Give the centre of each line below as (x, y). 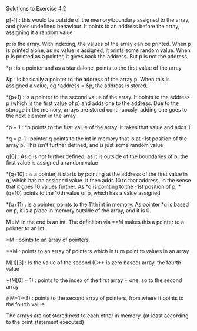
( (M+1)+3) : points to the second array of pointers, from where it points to (95, 298)
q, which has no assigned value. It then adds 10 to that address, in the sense (98, 180)
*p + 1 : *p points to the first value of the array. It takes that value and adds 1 (98, 127)
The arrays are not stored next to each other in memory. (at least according (97, 316)
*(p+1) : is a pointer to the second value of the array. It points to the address (98, 97)
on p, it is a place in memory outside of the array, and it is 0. (79, 211)
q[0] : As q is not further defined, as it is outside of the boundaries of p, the (97, 156)
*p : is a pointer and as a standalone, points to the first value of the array (94, 68)
